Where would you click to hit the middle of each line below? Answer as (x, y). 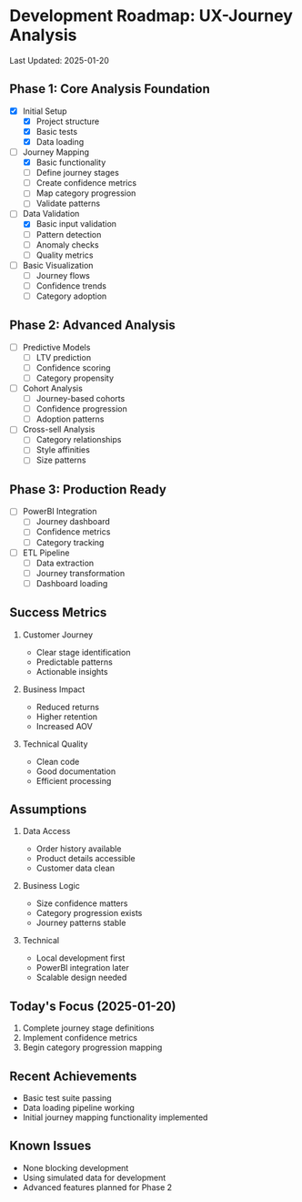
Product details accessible (86, 859)
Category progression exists (89, 913)
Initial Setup (45, 111)
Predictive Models (56, 347)
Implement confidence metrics (80, 1038)
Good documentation (76, 771)
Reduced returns (68, 707)
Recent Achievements (73, 1076)
